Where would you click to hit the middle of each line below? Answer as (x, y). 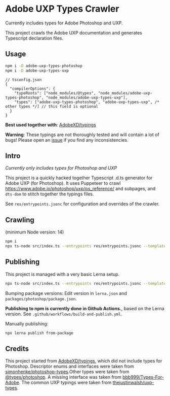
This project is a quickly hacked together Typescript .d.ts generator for (79, 178)
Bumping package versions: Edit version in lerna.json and (66, 293)
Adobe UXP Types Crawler (62, 9)
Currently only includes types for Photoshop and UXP (61, 168)
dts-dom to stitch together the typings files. (50, 194)
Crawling (20, 220)
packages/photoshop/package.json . (41, 299)
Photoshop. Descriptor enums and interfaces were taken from (70, 367)
